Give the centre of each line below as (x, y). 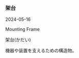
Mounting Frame (22, 30)
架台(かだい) (18, 40)
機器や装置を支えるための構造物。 (41, 51)
